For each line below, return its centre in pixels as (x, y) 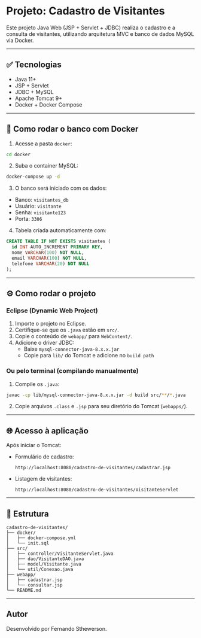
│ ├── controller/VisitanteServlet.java (60, 554)
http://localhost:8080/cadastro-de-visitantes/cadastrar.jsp (93, 468)
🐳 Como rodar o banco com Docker (72, 129)
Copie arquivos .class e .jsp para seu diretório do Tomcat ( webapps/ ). (101, 406)
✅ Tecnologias (34, 65)
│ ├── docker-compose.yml (41, 538)
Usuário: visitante (38, 206)
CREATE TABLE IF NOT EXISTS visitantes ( (59, 241)
